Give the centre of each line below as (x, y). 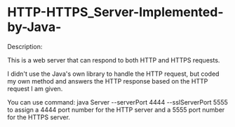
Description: (25, 46)
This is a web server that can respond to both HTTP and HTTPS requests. (114, 60)
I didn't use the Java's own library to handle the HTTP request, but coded (113, 74)
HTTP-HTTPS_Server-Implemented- (115, 12)
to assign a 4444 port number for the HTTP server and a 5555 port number (116, 109)
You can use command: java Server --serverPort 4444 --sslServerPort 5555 (117, 102)
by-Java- (34, 27)
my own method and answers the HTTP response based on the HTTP (108, 81)
